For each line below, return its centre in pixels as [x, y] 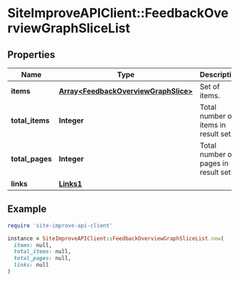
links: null [32, 265]
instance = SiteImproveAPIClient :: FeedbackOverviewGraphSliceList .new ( [116, 238]
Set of [210, 87]
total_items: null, [43, 252]
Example [27, 209]
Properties [31, 55]
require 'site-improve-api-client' [60, 225]
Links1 [70, 184]
